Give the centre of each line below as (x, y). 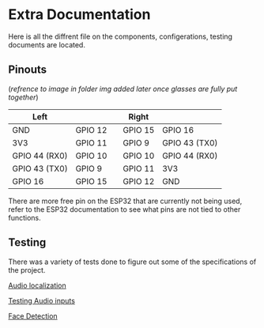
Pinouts (28, 70)
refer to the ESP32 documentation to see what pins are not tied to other (124, 209)
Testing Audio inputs (41, 300)
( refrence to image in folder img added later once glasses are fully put (123, 89)
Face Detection (33, 316)
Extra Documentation (79, 15)
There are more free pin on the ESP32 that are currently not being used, (125, 201)
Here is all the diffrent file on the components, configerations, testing (121, 36)
